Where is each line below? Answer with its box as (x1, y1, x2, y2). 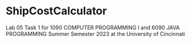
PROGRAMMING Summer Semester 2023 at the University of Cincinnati (5, 30, 186, 37)
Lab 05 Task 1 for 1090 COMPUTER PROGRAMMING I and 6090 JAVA (5, 24, 180, 31)
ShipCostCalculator (5, 4, 107, 18)
